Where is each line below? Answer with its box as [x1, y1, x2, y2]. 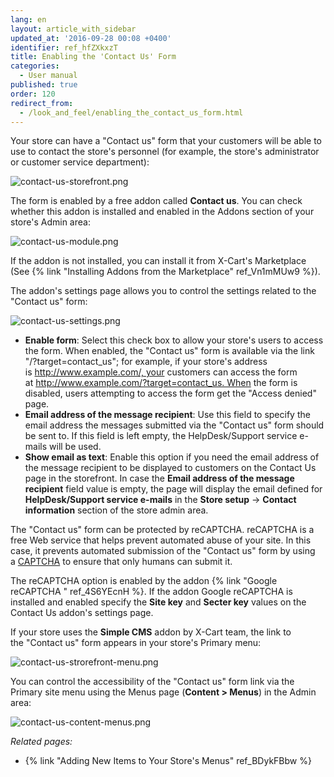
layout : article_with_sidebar [10, 24, 137, 34]
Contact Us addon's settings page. [10, 607, 154, 619]
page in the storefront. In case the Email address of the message [24, 472, 295, 485]
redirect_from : [10, 98, 74, 108]
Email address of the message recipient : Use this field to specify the [24, 409, 311, 421]
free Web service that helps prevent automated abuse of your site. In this [10, 534, 312, 546]
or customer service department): [10, 156, 150, 168]
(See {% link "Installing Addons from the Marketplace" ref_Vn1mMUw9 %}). [10, 266, 321, 278]
